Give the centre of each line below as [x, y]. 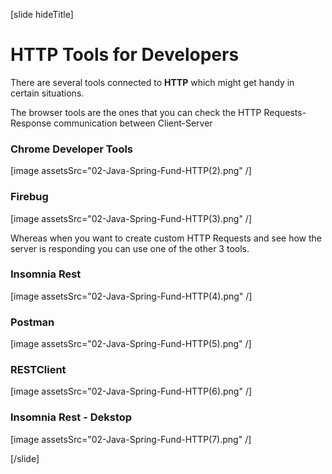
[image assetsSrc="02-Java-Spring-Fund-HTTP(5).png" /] [131, 344]
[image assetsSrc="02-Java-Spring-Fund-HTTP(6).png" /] [131, 391]
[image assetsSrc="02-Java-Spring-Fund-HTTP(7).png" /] [131, 439]
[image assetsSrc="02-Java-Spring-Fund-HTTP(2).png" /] [131, 171]
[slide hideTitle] [42, 14]
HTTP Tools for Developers [125, 55]
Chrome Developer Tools [72, 149]
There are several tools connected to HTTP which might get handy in [152, 82]
